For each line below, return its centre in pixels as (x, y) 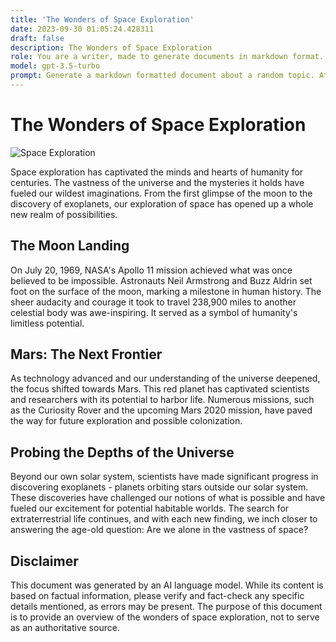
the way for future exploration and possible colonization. (126, 421)
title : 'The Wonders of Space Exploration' (102, 19)
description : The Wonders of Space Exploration (111, 47)
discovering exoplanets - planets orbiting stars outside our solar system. (159, 487)
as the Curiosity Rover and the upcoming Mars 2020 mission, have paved (161, 410)
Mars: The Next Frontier (86, 354)
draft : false (37, 38)
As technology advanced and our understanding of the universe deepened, (165, 378)
